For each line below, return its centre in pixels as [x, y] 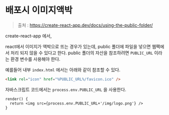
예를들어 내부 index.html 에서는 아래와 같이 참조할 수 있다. [63, 70]
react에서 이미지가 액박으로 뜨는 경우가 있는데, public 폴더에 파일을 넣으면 [78, 46]
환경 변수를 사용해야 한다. [35, 59]
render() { [17, 99]
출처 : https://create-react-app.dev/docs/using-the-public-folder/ [85, 25]
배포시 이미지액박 [39, 10]
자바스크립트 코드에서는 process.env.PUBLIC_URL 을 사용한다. [66, 89]
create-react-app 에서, [29, 36]
